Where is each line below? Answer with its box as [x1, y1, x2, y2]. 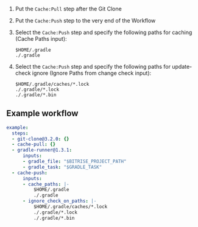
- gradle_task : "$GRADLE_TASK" [22, 164, 102, 170]
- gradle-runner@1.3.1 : [12, 147, 72, 153]
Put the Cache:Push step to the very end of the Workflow [15, 17, 156, 24]
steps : [12, 130, 29, 136]
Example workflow [6, 108, 79, 119]
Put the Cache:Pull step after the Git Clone [15, 5, 122, 12]
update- [171, 63, 193, 70]
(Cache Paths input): [15, 35, 67, 42]
